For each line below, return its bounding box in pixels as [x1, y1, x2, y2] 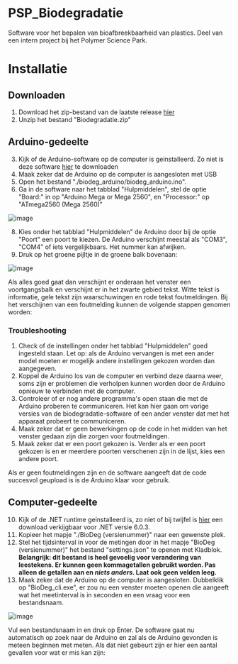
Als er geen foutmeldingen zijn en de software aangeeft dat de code [8, 468, 208, 477]
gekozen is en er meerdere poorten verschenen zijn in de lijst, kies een [18, 447, 225, 455]
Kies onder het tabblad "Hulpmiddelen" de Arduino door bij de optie [18, 227, 217, 236]
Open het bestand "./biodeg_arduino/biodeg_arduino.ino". [18, 177, 187, 186]
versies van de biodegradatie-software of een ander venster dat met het [18, 409, 229, 418]
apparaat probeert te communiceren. [18, 417, 127, 426]
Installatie [8, 61, 68, 77]
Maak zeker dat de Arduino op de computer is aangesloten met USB [18, 170, 217, 178]
